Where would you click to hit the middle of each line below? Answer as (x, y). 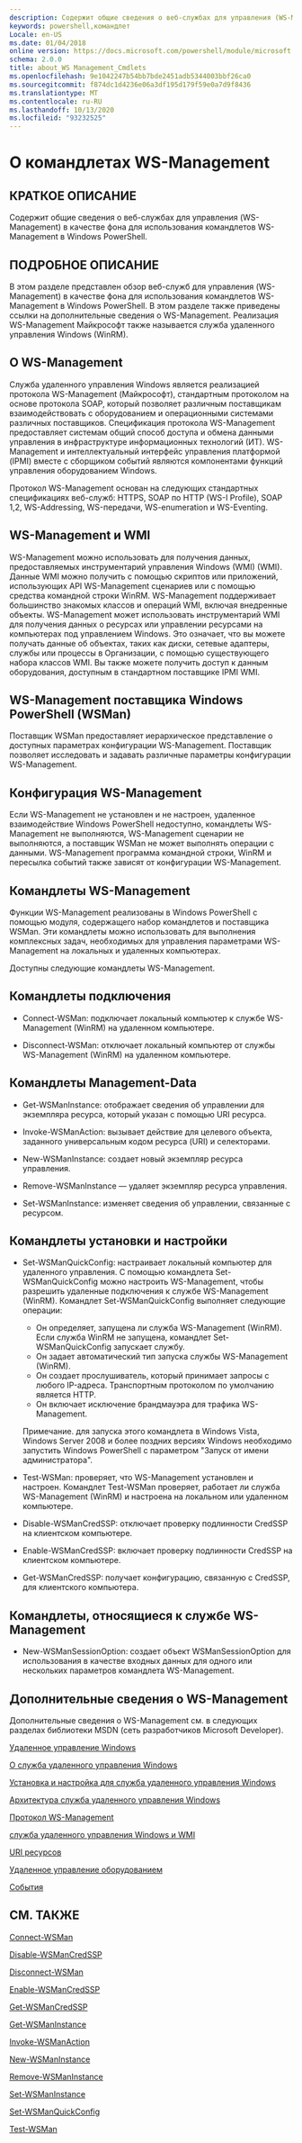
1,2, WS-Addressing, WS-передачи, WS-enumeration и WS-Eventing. (138, 507)
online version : (40, 51)
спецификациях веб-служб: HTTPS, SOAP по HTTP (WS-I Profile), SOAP (146, 497)
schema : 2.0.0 (36, 59)
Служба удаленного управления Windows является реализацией (134, 384)
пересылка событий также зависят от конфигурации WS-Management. (145, 863)
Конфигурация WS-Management (106, 793)
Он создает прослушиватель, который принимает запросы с (152, 1376)
